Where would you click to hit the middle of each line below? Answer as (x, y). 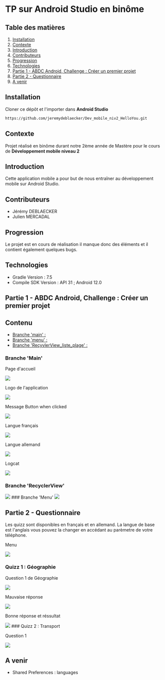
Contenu (19, 323)
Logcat (12, 463)
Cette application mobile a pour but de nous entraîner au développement (79, 179)
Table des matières (35, 28)
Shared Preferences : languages (45, 673)
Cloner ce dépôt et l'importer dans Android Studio (57, 109)
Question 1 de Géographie (32, 578)
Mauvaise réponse (24, 597)
